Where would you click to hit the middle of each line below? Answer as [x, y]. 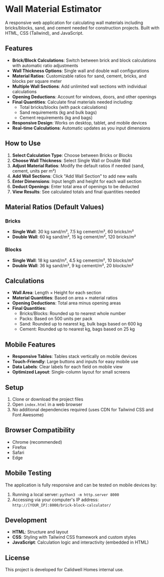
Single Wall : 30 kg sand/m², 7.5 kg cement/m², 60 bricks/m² [73, 232]
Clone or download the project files [48, 399]
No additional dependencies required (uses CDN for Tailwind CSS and [83, 409]
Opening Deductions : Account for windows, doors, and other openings [84, 97]
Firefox [19, 447]
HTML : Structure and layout [40, 532]
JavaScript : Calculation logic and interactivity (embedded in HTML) [80, 542]
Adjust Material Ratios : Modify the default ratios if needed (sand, [78, 166]
